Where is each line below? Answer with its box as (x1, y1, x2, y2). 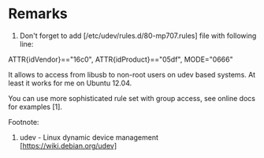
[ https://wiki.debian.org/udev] (19, 141, 117, 150)
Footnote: (8, 117, 39, 126)
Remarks (8, 5, 69, 23)
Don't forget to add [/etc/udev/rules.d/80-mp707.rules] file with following (19, 31, 257, 40)
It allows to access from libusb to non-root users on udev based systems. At (8, 70, 256, 79)
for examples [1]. (8, 102, 63, 111)
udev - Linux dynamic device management (19, 132, 159, 142)
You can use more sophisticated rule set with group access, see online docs (8, 93, 256, 103)
